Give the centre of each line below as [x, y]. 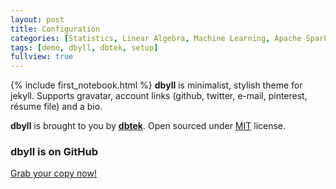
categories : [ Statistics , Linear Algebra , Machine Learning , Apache [156, 38]
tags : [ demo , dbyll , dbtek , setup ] [84, 47]
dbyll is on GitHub [54, 152]
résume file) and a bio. [56, 107]
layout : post [37, 19]
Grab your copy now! [53, 173]
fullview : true [42, 57]
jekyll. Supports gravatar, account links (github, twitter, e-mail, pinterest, [159, 96]
